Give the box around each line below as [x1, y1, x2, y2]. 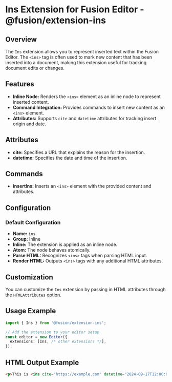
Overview [5, 35, 37, 44]
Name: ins [12, 231, 36, 237]
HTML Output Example [5, 358, 79, 367]
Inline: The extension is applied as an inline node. [12, 241, 118, 247]
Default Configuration [5, 219, 61, 226]
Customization [5, 273, 54, 281]
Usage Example [5, 307, 56, 315]
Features [5, 80, 34, 88]
